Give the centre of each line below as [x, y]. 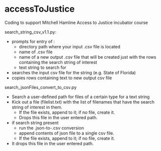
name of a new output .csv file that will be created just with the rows [88, 57]
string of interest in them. [37, 107]
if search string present [35, 123]
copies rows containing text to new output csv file [62, 78]
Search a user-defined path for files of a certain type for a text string [80, 97]
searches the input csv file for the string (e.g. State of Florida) [74, 72]
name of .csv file [36, 52]
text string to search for [42, 67]
